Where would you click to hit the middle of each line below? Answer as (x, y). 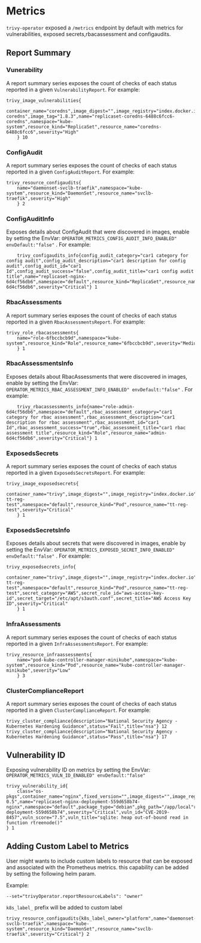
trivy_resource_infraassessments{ (49, 655)
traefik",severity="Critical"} (45, 934)
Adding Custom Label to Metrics (68, 847)
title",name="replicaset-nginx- (46, 277)
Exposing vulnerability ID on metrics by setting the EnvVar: (78, 770)
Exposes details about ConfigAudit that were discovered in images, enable (98, 232)
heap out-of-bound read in (155, 818)
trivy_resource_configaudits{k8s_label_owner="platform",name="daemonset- (101, 918)
